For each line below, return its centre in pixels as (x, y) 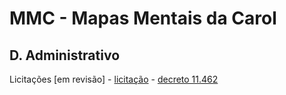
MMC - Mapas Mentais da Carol (143, 18)
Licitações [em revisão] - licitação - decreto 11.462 (114, 79)
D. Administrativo (65, 55)
